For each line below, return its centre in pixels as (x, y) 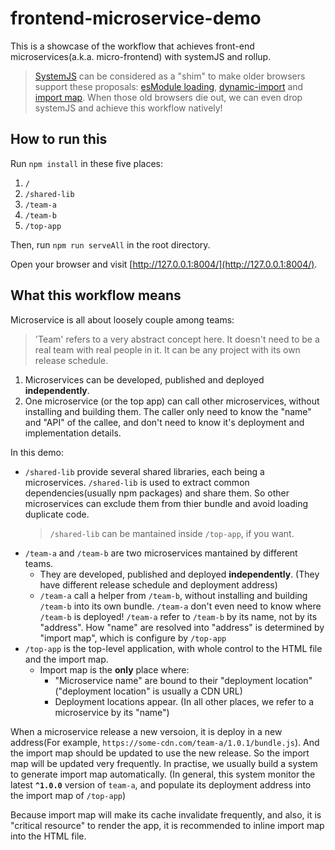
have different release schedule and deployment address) (158, 584)
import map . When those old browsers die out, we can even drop (168, 97)
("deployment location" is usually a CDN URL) (148, 691)
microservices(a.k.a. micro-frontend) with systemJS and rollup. (141, 56)
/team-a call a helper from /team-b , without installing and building (173, 595)
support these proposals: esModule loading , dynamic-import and (169, 86)
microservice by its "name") (112, 712)
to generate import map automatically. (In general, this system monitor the (163, 774)
